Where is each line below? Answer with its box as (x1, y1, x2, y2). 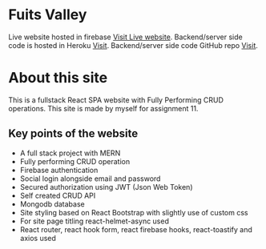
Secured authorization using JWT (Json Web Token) (19, 182, 193, 191)
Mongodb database (19, 199, 86, 209)
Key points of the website (8, 127, 139, 141)
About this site (8, 69, 108, 87)
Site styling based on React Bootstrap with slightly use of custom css (19, 207, 248, 217)
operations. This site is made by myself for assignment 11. (8, 103, 199, 113)
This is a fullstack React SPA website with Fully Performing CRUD (8, 94, 224, 105)
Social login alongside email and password (19, 174, 161, 183)
